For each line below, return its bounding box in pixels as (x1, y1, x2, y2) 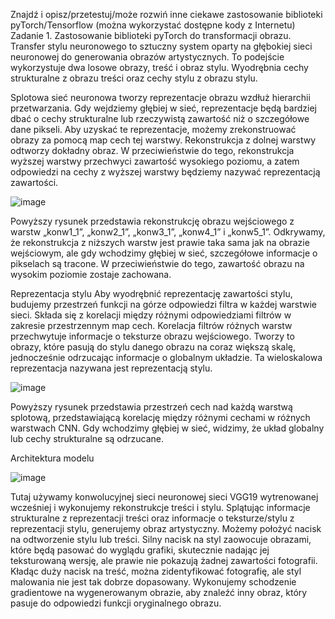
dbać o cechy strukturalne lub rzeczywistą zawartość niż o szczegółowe (10, 113, 310, 124)
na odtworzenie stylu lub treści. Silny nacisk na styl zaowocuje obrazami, (10, 534, 312, 545)
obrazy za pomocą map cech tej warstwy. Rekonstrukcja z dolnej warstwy (10, 134, 317, 146)
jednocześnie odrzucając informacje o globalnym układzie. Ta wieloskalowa (10, 352, 323, 363)
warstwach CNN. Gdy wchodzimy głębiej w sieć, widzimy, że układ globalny (10, 422, 325, 434)
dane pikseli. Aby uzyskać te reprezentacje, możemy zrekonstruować (10, 124, 297, 135)
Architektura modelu (10, 452, 95, 464)
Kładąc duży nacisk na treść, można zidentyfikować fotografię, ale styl (10, 565, 302, 577)
